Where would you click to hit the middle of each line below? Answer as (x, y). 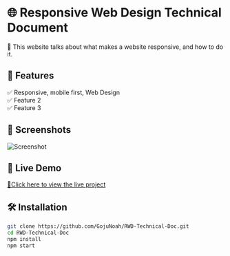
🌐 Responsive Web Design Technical (114, 13)
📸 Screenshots (39, 130)
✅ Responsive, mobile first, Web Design (64, 92)
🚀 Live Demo (34, 168)
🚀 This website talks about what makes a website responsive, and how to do (115, 47)
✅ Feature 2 (24, 100)
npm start (21, 246)
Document (38, 28)
